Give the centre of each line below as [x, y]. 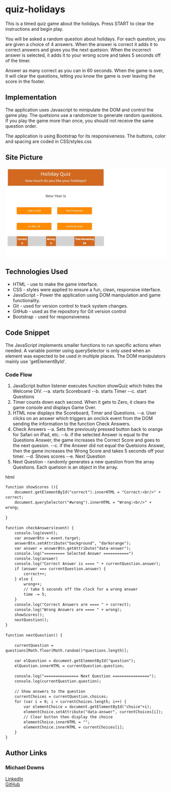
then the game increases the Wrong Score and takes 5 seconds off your [88, 451]
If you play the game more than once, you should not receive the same [80, 121]
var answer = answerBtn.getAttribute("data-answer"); [73, 548]
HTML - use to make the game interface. [55, 284]
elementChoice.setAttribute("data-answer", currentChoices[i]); [93, 712]
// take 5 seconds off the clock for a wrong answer [81, 589]
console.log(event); [36, 533]
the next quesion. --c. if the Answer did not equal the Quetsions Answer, [89, 445]
